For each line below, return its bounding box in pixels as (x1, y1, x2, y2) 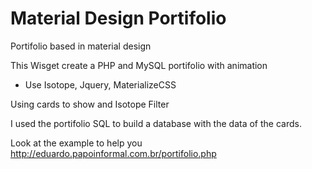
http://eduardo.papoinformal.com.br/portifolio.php (10, 147, 217, 159)
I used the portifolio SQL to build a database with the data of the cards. (10, 117, 302, 129)
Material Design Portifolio (10, 7, 227, 30)
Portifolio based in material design (10, 40, 152, 52)
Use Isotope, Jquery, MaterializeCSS (24, 78, 177, 91)
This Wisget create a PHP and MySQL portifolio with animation (10, 59, 268, 71)
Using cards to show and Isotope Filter (10, 98, 170, 110)
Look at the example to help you (10, 137, 143, 149)
